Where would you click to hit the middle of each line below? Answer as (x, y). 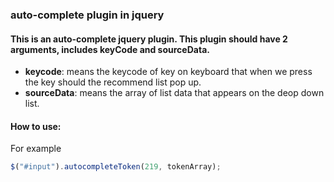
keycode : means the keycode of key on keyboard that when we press (168, 72)
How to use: (36, 126)
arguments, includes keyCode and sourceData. (110, 49)
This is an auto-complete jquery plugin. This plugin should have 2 (149, 39)
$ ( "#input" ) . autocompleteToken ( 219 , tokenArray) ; (116, 167)
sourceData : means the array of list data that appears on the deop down (174, 93)
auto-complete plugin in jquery (87, 15)
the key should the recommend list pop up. (113, 82)
